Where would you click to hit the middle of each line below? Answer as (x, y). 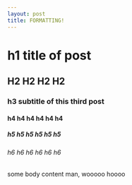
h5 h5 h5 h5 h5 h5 (34, 134)
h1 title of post (49, 55)
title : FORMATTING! (36, 20)
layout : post (26, 14)
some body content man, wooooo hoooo (66, 174)
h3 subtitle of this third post (56, 101)
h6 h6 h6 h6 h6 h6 (34, 152)
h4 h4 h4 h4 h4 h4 (35, 118)
